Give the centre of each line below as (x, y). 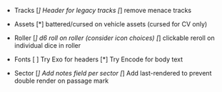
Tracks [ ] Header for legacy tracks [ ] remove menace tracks (102, 10)
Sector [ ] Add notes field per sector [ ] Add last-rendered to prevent (113, 73)
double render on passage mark (61, 81)
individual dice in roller (47, 45)
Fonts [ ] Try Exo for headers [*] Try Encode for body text (99, 59)
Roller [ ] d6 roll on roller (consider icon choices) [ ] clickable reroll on (115, 38)
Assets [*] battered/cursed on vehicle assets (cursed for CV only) (111, 24)
